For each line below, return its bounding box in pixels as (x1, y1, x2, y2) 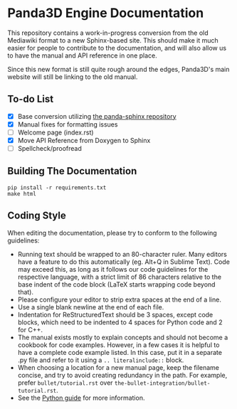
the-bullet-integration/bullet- (114, 379, 211, 387)
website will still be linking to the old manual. (7, 73, 138, 81)
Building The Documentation (7, 165, 137, 177)
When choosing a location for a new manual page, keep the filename (17, 363, 219, 371)
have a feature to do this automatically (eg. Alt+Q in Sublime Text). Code (17, 257, 230, 266)
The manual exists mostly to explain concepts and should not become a (17, 333, 228, 341)
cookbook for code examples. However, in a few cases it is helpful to (17, 340, 220, 349)
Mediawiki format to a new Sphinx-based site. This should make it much (7, 36, 218, 44)
